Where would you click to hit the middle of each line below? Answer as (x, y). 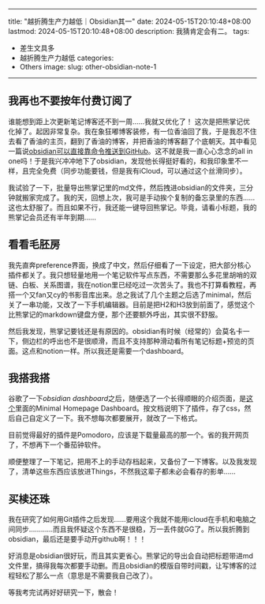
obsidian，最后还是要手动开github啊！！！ (77, 539)
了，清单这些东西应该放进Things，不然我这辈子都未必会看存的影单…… (122, 471)
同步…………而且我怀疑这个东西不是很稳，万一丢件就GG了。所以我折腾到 (132, 529)
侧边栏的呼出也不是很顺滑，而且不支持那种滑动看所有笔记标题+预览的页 (138, 341)
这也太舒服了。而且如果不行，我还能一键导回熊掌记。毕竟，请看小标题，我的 (132, 207)
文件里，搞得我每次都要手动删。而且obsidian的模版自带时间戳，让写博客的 (129, 566)
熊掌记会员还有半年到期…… (52, 217)
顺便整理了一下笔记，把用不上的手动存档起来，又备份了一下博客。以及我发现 (132, 462)
